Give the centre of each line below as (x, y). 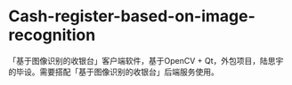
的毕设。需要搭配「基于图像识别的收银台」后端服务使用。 (114, 72)
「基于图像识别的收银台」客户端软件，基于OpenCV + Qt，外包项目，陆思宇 (146, 60)
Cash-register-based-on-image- (132, 16)
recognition (52, 35)
